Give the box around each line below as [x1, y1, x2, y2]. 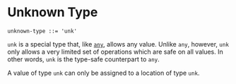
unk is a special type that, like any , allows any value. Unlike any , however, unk [7, 40, 230, 48]
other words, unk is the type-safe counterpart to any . [7, 54, 160, 64]
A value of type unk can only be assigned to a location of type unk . [7, 68, 200, 77]
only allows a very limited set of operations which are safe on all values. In [7, 47, 224, 56]
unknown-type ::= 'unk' [7, 28, 78, 35]
